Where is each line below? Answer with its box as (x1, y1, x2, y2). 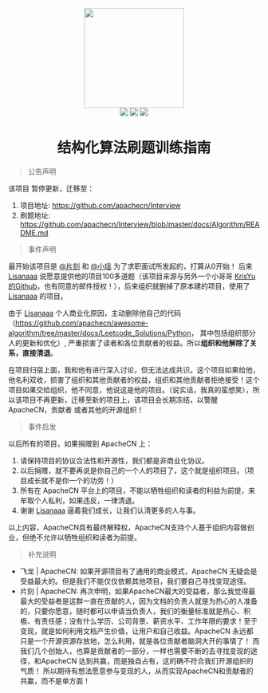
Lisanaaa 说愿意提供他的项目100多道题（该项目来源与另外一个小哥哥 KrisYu (8, 271, 256, 281)
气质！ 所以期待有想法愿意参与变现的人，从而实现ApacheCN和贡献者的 (19, 666, 254, 675)
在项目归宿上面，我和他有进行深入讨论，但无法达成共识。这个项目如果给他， (8, 364, 260, 374)
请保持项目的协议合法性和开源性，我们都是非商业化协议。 (19, 455, 209, 465)
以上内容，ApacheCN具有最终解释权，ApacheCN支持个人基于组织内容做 (8, 522, 247, 532)
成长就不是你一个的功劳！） (26, 475, 118, 485)
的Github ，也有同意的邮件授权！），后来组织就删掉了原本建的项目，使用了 (8, 281, 250, 290)
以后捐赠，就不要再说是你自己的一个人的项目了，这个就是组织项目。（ (19, 466, 247, 475)
